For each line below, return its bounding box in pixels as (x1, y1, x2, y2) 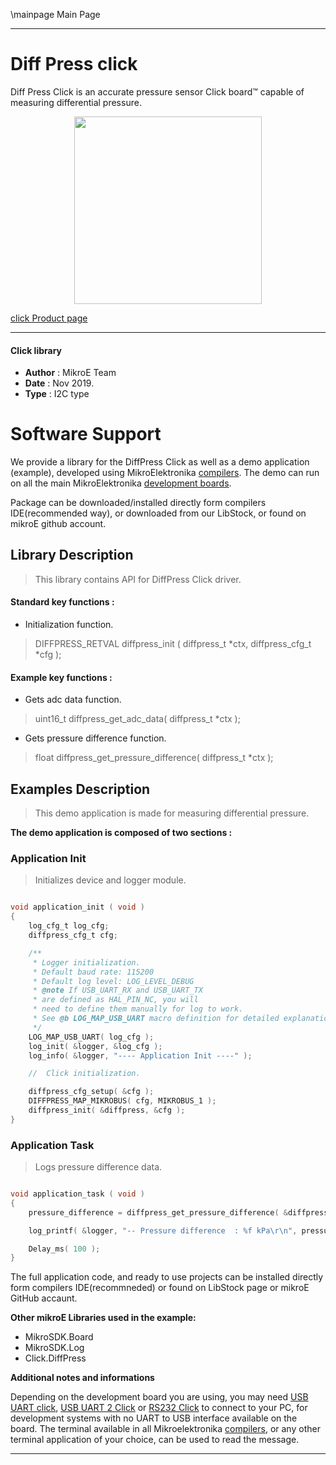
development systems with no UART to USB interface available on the (10, 1412, 298, 1424)
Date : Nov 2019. (24, 377, 95, 389)
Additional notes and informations (10, 1372, 155, 1384)
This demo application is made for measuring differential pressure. (34, 807, 310, 819)
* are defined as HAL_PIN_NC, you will (32, 995, 199, 1005)
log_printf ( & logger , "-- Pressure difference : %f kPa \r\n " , (28, 1225, 298, 1236)
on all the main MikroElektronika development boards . (10, 477, 232, 489)
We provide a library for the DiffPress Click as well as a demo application (10, 456, 310, 468)
